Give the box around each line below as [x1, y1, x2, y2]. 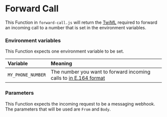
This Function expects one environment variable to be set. [5, 48, 124, 55]
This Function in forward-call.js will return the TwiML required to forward [5, 19, 158, 25]
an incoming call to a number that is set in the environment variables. [5, 24, 147, 30]
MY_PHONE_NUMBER [7, 72, 46, 78]
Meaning [50, 60, 73, 67]
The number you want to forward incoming [50, 68, 151, 75]
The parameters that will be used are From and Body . [5, 106, 111, 112]
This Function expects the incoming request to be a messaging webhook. [5, 101, 156, 107]
